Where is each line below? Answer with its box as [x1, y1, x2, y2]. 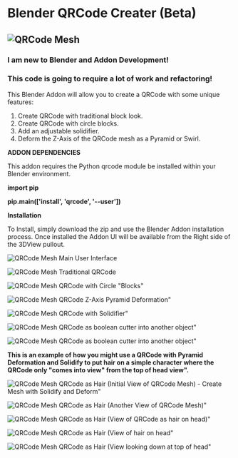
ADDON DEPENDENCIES [7, 148, 81, 156]
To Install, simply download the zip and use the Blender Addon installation [7, 225, 224, 233]
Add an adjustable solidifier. [17, 126, 100, 135]
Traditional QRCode [58, 268, 116, 276]
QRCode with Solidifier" [58, 309, 128, 317]
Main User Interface [58, 253, 118, 262]
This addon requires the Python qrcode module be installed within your [7, 162, 216, 171]
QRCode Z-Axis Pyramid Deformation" [58, 295, 171, 304]
